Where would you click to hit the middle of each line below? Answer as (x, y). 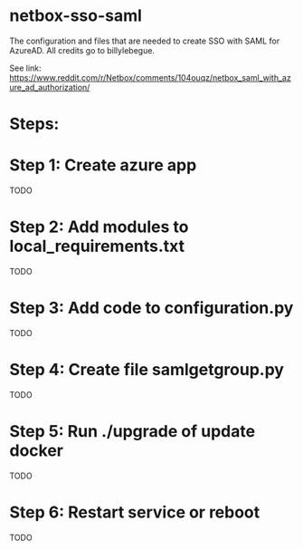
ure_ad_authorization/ (50, 87)
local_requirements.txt (97, 246)
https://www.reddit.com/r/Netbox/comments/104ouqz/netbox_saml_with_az (150, 77)
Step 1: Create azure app (103, 165)
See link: (26, 68)
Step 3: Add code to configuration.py (151, 308)
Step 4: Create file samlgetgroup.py (147, 370)
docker (36, 451)
